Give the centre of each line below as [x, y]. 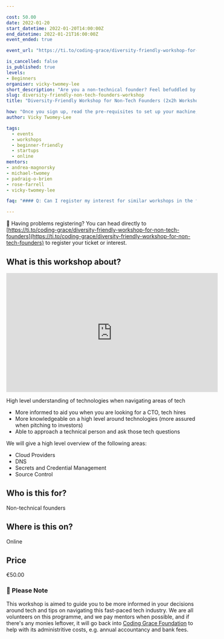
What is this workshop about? [64, 261]
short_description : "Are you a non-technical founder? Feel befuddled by [101, 89]
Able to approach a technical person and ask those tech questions [98, 431]
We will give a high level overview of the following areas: [76, 443]
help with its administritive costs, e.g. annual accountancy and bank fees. [98, 629]
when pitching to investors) [49, 425]
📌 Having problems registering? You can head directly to [76, 224]
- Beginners [21, 78]
